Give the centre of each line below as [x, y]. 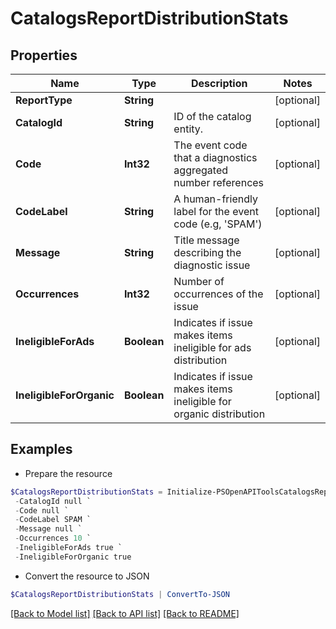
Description [219, 83]
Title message [206, 240]
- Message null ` [48, 529]
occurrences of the [218, 294]
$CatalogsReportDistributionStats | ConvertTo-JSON [120, 594]
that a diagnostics [215, 157]
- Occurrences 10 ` [53, 538]
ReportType [44, 100]
